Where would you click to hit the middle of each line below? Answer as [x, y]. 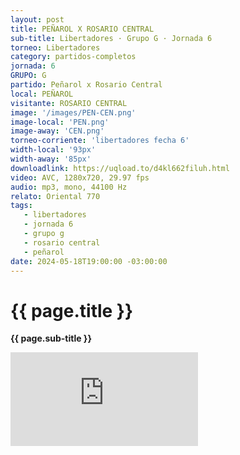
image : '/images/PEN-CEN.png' [73, 112]
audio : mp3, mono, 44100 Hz [69, 187]
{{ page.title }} [72, 310]
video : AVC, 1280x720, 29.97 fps [80, 177]
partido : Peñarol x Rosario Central [86, 85]
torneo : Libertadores [55, 47]
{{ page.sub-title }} [51, 338]
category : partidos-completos [73, 57]
